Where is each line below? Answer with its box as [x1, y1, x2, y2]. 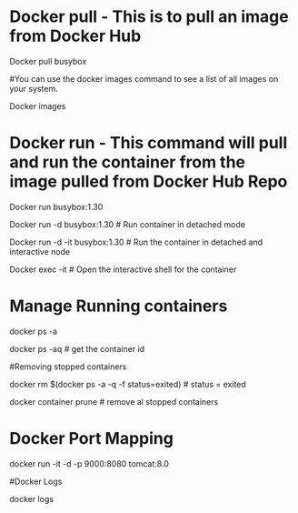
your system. [9, 83, 59, 94]
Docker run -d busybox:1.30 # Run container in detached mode [9, 218, 245, 229]
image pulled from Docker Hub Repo [9, 171, 288, 192]
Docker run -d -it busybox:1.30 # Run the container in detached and [9, 236, 263, 247]
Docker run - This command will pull [9, 133, 288, 154]
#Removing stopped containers [9, 361, 127, 372]
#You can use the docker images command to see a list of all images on [9, 73, 279, 84]
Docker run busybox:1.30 [9, 201, 104, 212]
